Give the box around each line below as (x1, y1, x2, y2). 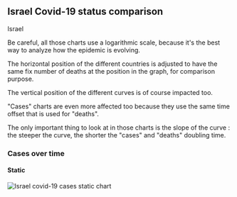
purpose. (7, 74, 34, 83)
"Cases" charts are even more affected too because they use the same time (7, 102, 230, 111)
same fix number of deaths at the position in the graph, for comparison (7, 67, 216, 75)
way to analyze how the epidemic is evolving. (7, 45, 141, 54)
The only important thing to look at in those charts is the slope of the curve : (7, 123, 230, 132)
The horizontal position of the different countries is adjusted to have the (7, 60, 218, 68)
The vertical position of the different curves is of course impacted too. (7, 88, 214, 96)
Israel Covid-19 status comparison (7, 6, 164, 18)
